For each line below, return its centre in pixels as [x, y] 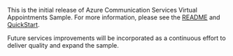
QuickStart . [23, 25]
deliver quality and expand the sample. [63, 45]
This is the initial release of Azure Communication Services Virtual [103, 10]
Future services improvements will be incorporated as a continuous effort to [116, 38]
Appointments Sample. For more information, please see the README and [114, 17]
